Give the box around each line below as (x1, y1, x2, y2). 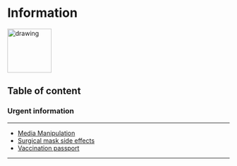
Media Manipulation (17, 129, 75, 137)
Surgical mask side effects (17, 136, 95, 145)
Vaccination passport (17, 143, 80, 152)
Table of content (7, 85, 81, 97)
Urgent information (7, 106, 75, 116)
